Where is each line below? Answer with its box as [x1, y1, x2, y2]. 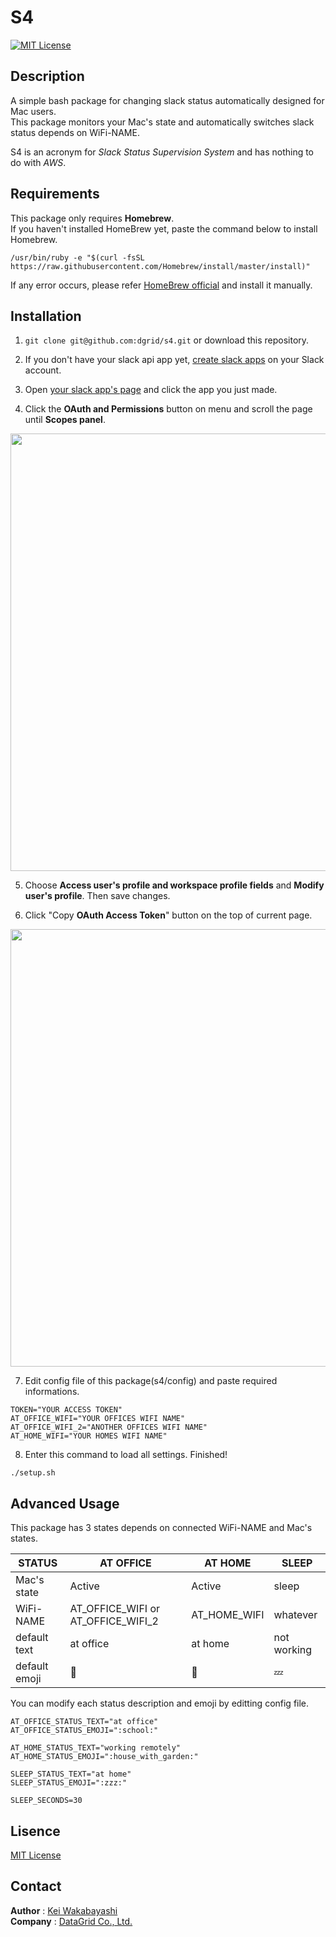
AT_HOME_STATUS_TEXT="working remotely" [10, 1743, 182, 1753]
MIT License [10, 1849, 62, 1861]
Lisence [10, 1822, 61, 1840]
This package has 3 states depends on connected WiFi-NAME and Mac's [10, 1522, 313, 1534]
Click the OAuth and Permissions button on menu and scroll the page [24, 403, 313, 415]
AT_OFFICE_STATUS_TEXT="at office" [10, 1717, 159, 1727]
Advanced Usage [10, 1495, 120, 1512]
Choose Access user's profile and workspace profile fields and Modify [24, 879, 325, 891]
